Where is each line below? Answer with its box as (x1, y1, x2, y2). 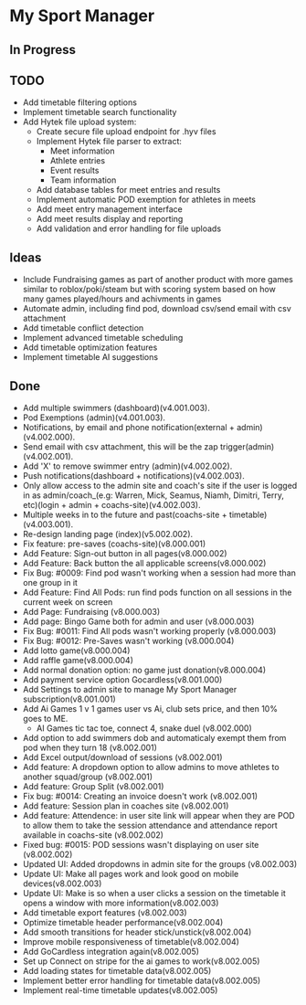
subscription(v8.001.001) (22, 693, 116, 704)
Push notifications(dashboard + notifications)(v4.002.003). (22, 471, 245, 481)
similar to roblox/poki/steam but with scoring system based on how (22, 284, 276, 295)
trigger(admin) (219, 441, 275, 452)
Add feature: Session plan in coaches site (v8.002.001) (22, 800, 229, 811)
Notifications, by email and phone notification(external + (22, 422, 236, 433)
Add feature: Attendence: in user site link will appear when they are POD (22, 810, 295, 821)
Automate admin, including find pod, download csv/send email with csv (22, 303, 292, 314)
